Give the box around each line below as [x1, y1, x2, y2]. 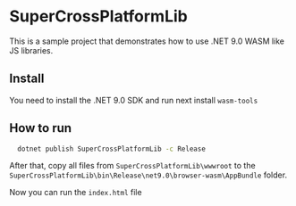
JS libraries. [9, 45, 54, 55]
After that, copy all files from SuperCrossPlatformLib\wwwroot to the [9, 161, 257, 171]
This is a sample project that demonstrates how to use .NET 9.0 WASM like [9, 36, 284, 46]
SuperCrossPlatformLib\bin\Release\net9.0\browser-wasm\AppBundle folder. [9, 169, 288, 180]
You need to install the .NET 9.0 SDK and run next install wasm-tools [9, 95, 258, 105]
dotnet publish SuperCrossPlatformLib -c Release [17, 144, 206, 153]
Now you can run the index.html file [9, 187, 142, 198]
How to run [9, 120, 72, 136]
